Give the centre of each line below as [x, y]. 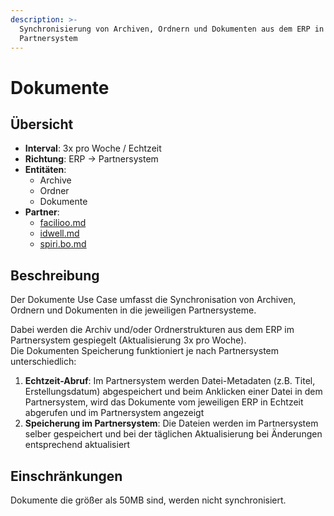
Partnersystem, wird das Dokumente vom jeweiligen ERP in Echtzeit [164, 402]
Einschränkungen [66, 476]
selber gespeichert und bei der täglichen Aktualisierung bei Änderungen [173, 434]
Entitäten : [45, 170]
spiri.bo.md [63, 244]
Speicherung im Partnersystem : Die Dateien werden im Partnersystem [171, 423]
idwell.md [59, 233]
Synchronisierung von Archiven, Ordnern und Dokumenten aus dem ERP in [172, 29]
